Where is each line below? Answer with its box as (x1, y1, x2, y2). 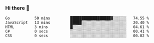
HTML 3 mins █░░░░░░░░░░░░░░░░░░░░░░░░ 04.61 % (5, 24, 149, 29)
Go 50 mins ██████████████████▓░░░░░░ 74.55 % (5, 16, 149, 21)
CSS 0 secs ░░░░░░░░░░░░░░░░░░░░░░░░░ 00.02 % (5, 33, 149, 38)
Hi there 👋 (5, 4, 30, 11)
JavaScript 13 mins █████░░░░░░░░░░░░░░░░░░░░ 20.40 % (5, 20, 149, 25)
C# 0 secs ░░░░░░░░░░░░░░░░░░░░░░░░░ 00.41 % (5, 29, 149, 34)
